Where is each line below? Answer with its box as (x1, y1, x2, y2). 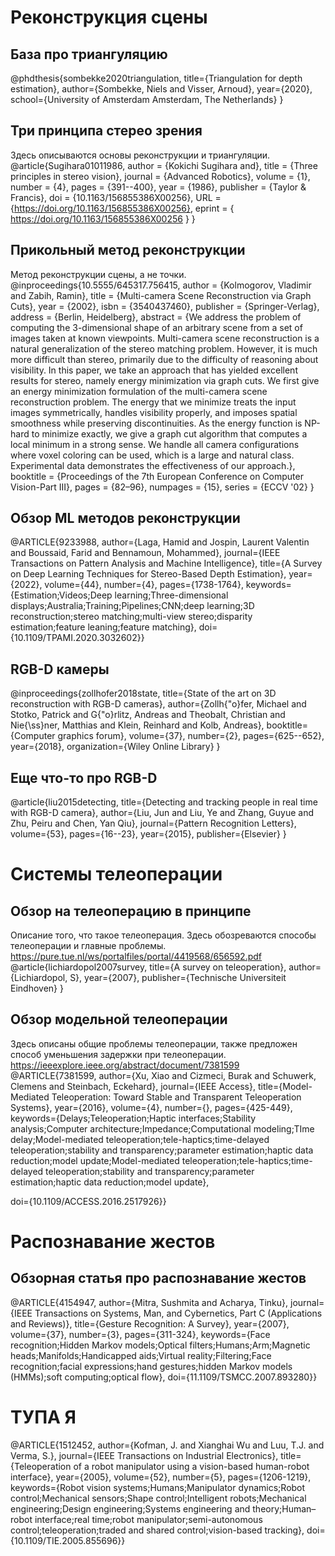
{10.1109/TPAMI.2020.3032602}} (10, 632, 145, 644)
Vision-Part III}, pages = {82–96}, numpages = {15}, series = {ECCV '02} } (10, 481, 315, 493)
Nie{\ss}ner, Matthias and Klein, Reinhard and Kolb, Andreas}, (10, 719, 265, 731)
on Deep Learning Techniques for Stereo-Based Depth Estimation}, (10, 568, 287, 580)
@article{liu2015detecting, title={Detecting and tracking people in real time (10, 796, 318, 808)
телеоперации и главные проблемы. (10, 940, 167, 952)
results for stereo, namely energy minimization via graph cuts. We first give (10, 374, 320, 386)
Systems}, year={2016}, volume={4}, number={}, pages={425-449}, (10, 1101, 293, 1113)
